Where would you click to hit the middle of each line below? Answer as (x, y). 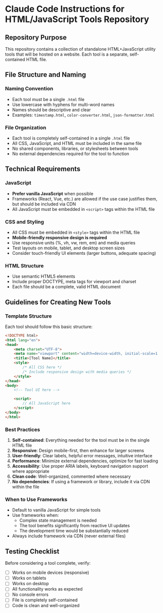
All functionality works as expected (47, 589)
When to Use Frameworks (36, 499)
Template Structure (28, 316)
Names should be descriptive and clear (51, 110)
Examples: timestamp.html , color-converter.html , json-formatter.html (83, 115)
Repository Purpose (36, 37)
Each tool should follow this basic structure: (49, 327)
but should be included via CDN (44, 204)
